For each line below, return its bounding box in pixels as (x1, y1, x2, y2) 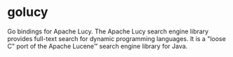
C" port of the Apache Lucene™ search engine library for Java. (7, 42, 188, 50)
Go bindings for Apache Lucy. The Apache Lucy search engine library (7, 27, 209, 35)
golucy (7, 4, 48, 20)
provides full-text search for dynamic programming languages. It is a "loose (7, 34, 226, 42)
